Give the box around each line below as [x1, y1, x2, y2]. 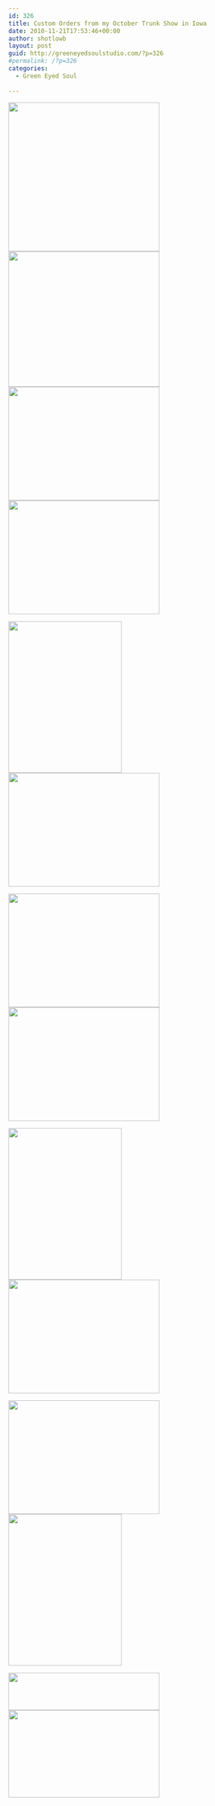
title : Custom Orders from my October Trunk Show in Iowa [8, 19, 207, 27]
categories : [8, 65, 48, 73]
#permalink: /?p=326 [8, 57, 78, 65]
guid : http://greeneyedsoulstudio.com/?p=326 [8, 49, 163, 57]
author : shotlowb [8, 34, 67, 43]
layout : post [8, 42, 52, 50]
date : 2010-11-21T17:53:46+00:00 [8, 27, 121, 35]
